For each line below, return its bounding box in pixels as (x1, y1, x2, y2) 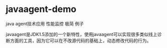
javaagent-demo (6, 3, 77, 15)
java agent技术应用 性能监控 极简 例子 (6, 20, 84, 26)
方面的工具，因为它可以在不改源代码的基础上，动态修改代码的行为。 (10, 37, 151, 43)
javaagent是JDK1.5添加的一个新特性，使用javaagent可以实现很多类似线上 (6, 31, 157, 37)
